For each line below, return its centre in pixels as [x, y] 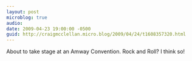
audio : [15, 23]
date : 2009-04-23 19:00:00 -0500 [49, 29]
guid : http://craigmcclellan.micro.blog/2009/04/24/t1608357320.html [96, 34]
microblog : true [27, 18]
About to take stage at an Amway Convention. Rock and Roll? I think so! [96, 51]
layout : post [23, 12]
